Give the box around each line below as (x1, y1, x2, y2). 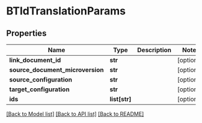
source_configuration (9, 76, 73, 83)
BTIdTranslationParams (6, 4, 126, 18)
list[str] (109, 95, 132, 103)
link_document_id (9, 56, 61, 64)
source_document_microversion (9, 66, 104, 74)
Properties (6, 28, 47, 38)
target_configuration (9, 85, 70, 94)
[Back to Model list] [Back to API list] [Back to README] (6, 110, 144, 118)
